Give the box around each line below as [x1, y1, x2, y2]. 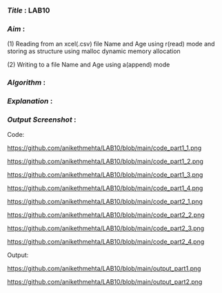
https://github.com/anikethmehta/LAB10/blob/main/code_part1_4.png [7, 184, 203, 192]
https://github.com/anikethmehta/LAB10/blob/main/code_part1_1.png [7, 144, 202, 152]
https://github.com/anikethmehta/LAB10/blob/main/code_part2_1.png [7, 198, 203, 206]
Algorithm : [7, 78, 46, 88]
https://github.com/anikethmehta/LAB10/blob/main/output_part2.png [7, 278, 203, 286]
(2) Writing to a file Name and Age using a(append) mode [7, 61, 170, 69]
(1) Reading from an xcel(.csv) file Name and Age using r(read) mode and [7, 40, 215, 48]
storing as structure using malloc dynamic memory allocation [7, 47, 181, 55]
